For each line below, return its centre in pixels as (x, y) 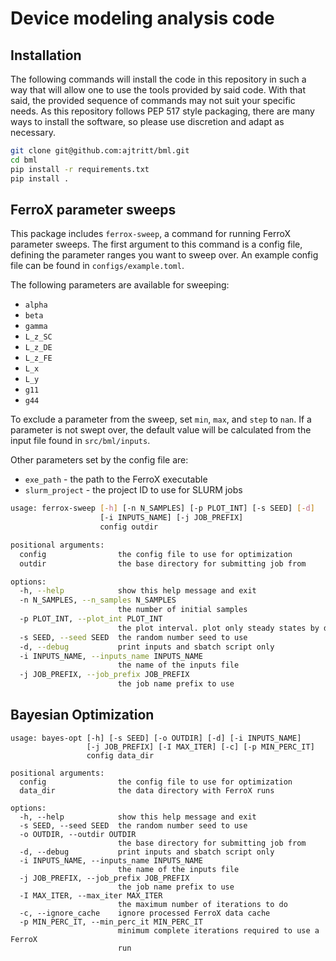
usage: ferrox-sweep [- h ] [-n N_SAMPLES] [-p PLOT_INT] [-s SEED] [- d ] (162, 508)
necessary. (33, 132)
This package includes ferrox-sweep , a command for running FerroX (151, 234)
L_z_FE (38, 358)
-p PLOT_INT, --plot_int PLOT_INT (91, 619)
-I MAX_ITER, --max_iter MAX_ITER (91, 895)
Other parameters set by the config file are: (99, 460)
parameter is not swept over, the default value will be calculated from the (161, 430)
